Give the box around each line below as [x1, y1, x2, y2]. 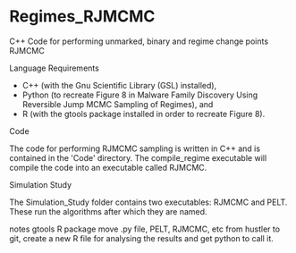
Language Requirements [9, 63, 100, 73]
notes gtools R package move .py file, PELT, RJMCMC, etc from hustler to [9, 223, 280, 234]
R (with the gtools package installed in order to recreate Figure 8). [21, 108, 266, 119]
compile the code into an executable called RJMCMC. [9, 162, 207, 173]
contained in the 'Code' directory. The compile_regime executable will [9, 152, 267, 163]
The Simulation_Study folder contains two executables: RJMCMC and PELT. [9, 197, 288, 207]
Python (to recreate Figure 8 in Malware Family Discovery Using [21, 89, 258, 100]
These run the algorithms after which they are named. [9, 206, 207, 216]
